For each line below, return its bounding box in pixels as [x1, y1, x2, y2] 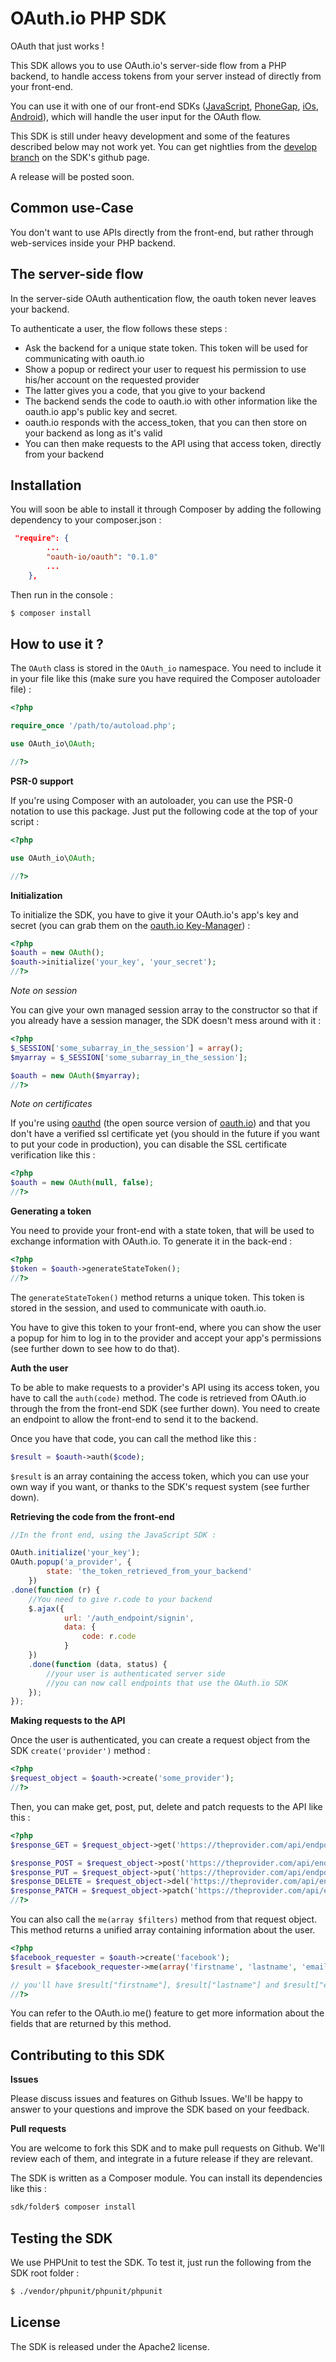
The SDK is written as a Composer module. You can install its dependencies [10, 2172, 323, 2184]
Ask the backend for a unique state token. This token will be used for [24, 342, 309, 354]
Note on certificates [10, 1098, 93, 1110]
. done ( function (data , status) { [28, 1659, 168, 1669]
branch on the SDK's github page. [10, 151, 150, 163]
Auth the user [10, 1362, 69, 1374]
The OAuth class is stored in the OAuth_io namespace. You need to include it [10, 662, 322, 674]
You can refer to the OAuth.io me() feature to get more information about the [10, 2007, 325, 2019]
